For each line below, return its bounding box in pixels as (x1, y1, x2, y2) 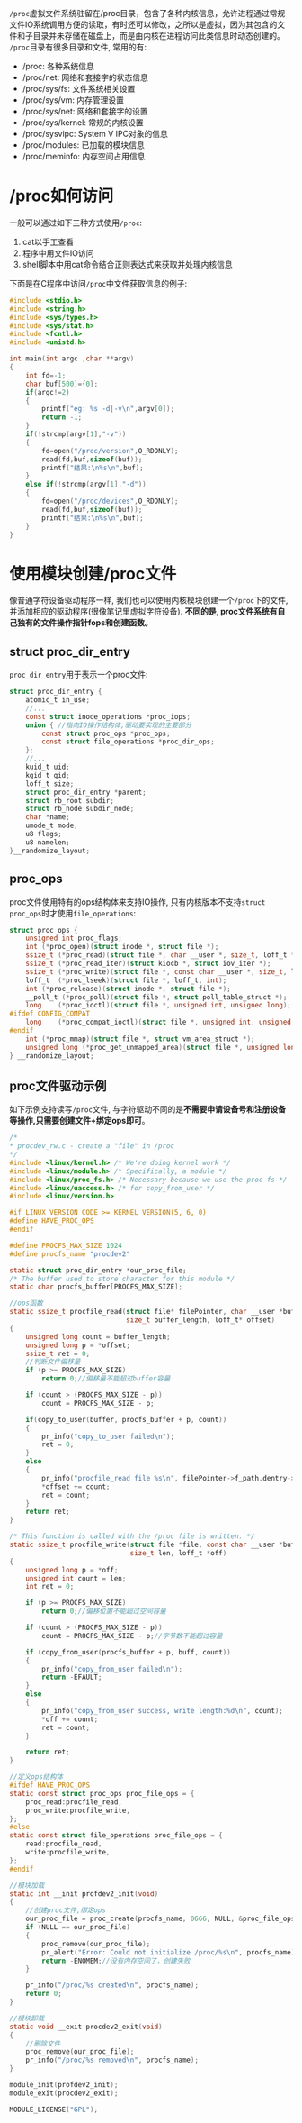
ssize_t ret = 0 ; (25, 1349, 91, 1358)
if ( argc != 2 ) (25, 387, 70, 396)
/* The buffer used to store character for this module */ (9, 1274, 235, 1283)
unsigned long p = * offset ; (25, 1341, 130, 1350)
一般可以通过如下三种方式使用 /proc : (9, 217, 142, 228)
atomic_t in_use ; (25, 696, 91, 705)
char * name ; (25, 813, 70, 822)
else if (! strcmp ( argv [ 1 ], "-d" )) (25, 480, 147, 489)
